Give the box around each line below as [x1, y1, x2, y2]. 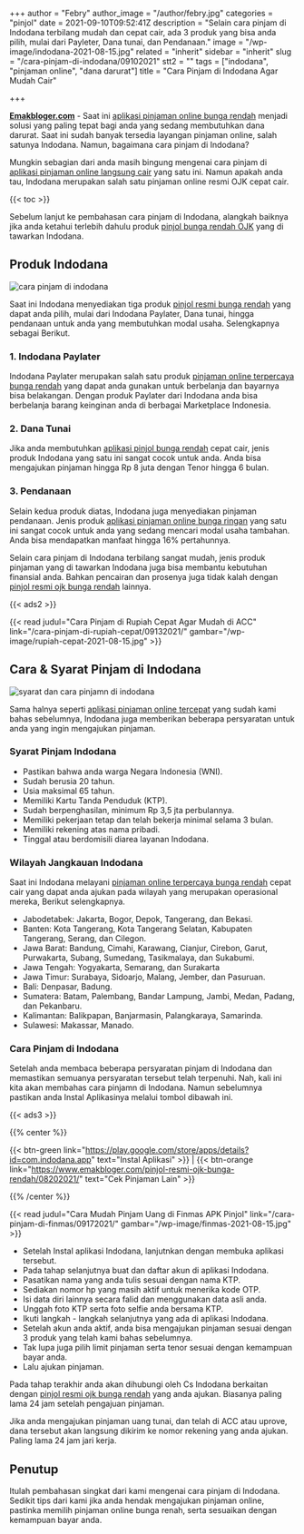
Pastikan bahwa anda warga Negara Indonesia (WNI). [22, 766, 223, 777]
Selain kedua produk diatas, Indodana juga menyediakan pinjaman [9, 506, 257, 516]
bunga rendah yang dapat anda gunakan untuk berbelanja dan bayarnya [9, 380, 279, 391]
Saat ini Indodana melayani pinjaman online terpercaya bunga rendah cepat [9, 877, 292, 888]
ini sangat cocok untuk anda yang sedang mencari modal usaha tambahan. [9, 525, 290, 536]
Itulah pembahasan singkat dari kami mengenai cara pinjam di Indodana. [9, 1486, 280, 1497]
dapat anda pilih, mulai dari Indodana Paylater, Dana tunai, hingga [9, 308, 254, 319]
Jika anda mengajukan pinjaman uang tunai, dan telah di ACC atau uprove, [9, 1416, 288, 1427]
